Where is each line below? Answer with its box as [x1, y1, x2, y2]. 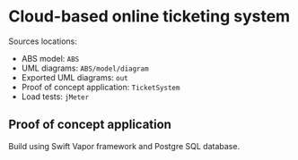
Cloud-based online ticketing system [8, 6, 291, 27]
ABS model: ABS [21, 53, 80, 63]
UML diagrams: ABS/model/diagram [21, 63, 149, 73]
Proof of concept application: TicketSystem [21, 81, 180, 92]
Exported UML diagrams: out [21, 72, 128, 82]
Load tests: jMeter [21, 91, 90, 102]
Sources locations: [8, 36, 78, 46]
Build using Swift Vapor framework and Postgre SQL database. [8, 140, 240, 151]
